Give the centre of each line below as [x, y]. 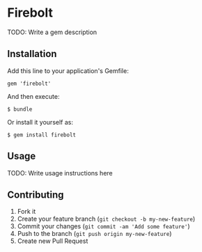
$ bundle [20, 109]
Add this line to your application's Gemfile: [68, 70]
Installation [32, 54]
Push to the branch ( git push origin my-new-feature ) [94, 234]
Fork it [26, 212]
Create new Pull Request [53, 241]
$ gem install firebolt [42, 135]
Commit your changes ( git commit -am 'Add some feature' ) [103, 226]
